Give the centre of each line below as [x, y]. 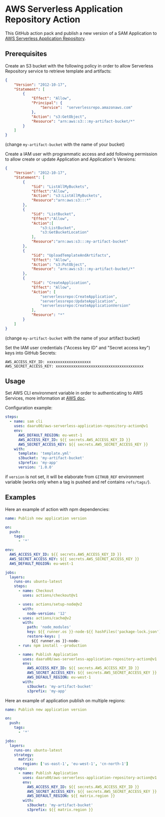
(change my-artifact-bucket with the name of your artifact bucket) [73, 338]
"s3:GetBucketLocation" [65, 233]
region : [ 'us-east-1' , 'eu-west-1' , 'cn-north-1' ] [76, 764]
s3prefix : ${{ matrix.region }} [60, 810]
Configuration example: [29, 408]
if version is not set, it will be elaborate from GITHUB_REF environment [74, 477]
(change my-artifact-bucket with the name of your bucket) [65, 144]
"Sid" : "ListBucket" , [54, 214]
